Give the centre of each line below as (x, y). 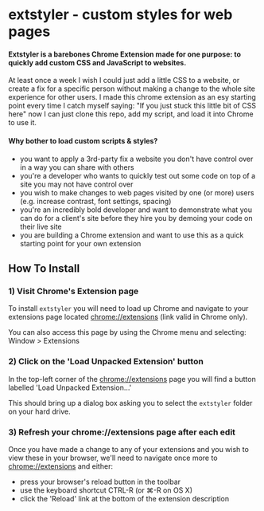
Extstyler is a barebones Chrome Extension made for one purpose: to (124, 54)
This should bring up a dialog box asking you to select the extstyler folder (130, 403)
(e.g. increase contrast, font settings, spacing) (95, 201)
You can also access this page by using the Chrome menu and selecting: (127, 332)
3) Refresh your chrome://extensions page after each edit (122, 432)
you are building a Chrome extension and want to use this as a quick (132, 235)
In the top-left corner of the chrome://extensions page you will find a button (132, 379)
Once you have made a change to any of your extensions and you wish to (128, 449)
